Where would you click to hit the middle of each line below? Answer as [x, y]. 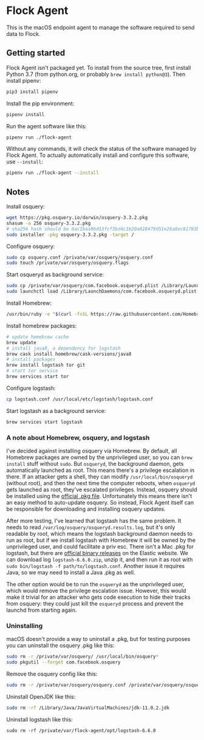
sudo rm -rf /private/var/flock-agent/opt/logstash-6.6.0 [81, 730]
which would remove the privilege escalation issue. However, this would [96, 590]
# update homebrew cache [38, 337]
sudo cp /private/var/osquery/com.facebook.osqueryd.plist [83, 286]
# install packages [31, 359]
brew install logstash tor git [46, 365]
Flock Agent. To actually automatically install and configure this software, [98, 155]
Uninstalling [25, 626]
